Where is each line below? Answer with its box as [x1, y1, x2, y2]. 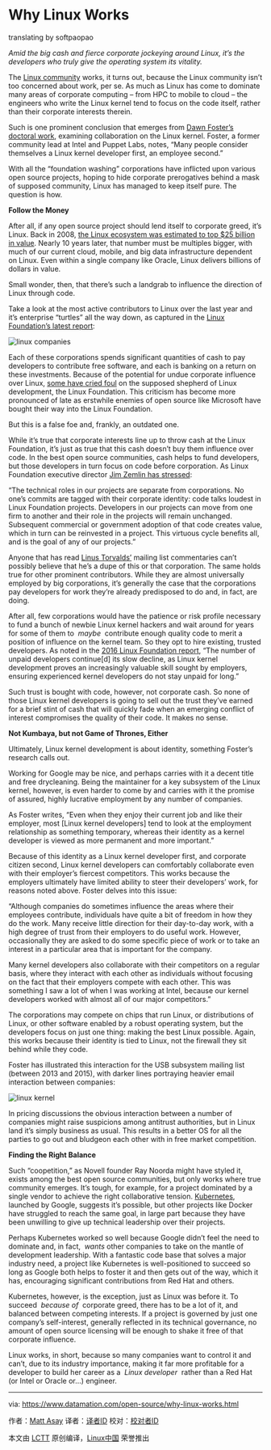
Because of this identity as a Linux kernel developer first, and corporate [8, 851, 247, 860]
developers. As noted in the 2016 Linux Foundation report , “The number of [8, 645, 256, 655]
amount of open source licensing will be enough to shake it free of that [8, 1325, 244, 1335]
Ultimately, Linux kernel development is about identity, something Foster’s [8, 744, 254, 754]
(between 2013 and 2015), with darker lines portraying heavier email [8, 1068, 235, 1078]
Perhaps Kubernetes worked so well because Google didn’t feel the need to [8, 1232, 260, 1242]
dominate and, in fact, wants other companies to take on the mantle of [8, 1241, 244, 1251]
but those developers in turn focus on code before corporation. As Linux [8, 461, 249, 471]
